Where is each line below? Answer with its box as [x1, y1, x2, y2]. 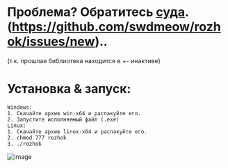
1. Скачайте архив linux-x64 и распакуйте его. [7, 128, 148, 135]
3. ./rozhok [7, 140, 42, 147]
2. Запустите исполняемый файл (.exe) [7, 116, 120, 123]
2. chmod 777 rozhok [7, 134, 67, 141]
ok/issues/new [7, 34, 95, 49]
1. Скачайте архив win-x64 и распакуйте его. [7, 110, 141, 117]
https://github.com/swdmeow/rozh [11, 19, 221, 35]
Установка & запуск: [7, 81, 131, 97]
